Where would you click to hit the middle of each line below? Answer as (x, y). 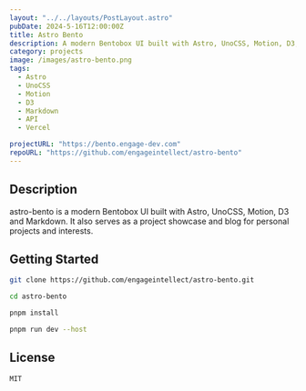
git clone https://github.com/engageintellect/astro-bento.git (132, 280)
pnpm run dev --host (49, 329)
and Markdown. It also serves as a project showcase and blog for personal (149, 221)
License (32, 358)
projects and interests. (51, 231)
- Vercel (34, 128)
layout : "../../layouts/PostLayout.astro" (91, 18)
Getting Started (54, 259)
